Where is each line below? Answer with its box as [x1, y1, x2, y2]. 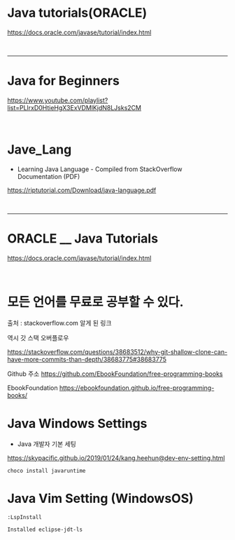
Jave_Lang [7, 142, 72, 158]
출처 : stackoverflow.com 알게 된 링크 [7, 318, 112, 327]
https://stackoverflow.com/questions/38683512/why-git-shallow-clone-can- [7, 347, 228, 356]
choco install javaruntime [7, 467, 86, 474]
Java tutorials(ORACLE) [7, 5, 148, 21]
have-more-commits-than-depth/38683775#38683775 [7, 355, 166, 363]
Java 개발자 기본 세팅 [17, 440, 77, 448]
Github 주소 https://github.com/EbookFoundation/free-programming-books [7, 370, 223, 378]
